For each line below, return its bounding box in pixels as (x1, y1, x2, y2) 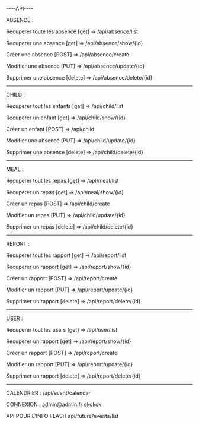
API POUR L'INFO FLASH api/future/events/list (6, 413, 119, 419)
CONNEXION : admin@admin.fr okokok (6, 401, 102, 408)
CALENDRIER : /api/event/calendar (6, 389, 91, 397)
